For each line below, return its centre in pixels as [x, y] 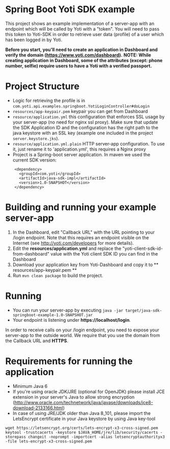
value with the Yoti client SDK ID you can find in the [104, 254]
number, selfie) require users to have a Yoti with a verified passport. [79, 66]
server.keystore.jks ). [36, 138]
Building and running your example [81, 207]
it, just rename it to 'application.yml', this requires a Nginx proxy [79, 149]
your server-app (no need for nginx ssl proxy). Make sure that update [85, 122]
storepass [16, 437]
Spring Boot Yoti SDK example [70, 9]
